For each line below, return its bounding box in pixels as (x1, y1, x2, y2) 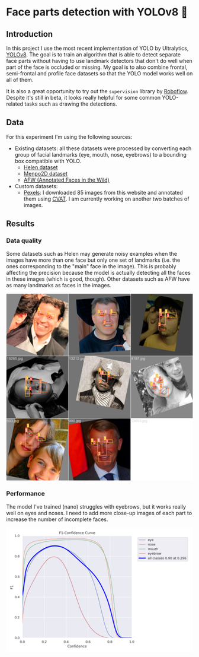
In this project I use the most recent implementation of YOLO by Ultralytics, (6, 45, 189, 52)
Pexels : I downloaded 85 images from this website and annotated (23, 189, 183, 196)
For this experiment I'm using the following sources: (6, 133, 133, 140)
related (6, 100, 24, 107)
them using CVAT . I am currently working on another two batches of (23, 195, 190, 202)
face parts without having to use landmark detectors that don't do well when (6, 58, 192, 64)
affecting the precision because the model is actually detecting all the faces (6, 269, 191, 276)
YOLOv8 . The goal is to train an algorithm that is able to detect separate (6, 51, 181, 58)
